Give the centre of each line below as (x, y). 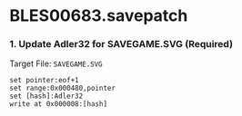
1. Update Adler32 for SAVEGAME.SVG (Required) (121, 44)
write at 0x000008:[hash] (58, 104)
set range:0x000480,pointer (63, 88)
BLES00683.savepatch (99, 16)
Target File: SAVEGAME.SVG (56, 63)
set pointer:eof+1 (44, 81)
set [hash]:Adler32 (46, 96)
